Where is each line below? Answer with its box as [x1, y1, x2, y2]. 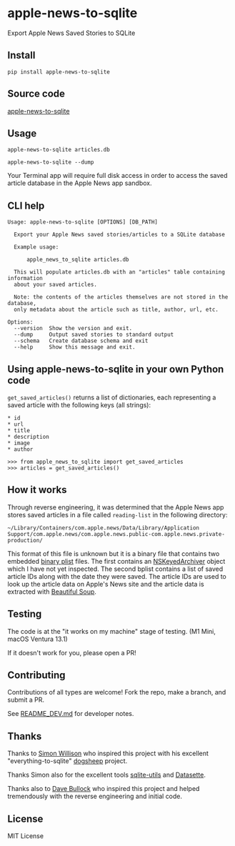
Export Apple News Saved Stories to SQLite [7, 29, 136, 37]
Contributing [7, 670, 66, 682]
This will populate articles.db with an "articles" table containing [14, 269, 225, 276]
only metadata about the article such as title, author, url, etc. [14, 306, 219, 314]
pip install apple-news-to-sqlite [7, 68, 111, 76]
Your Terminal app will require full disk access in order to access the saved [7, 171, 228, 180]
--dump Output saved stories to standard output [14, 331, 174, 339]
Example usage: [14, 244, 59, 251]
